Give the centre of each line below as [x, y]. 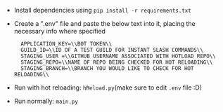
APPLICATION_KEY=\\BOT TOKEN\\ [66, 44]
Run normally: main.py [46, 101]
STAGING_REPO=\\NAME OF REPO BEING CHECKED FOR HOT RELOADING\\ [117, 62]
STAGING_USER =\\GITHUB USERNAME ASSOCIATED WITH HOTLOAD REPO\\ [118, 56]
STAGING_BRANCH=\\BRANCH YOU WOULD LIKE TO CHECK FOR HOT [107, 69]
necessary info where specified [59, 31]
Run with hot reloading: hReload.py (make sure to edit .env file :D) [108, 87]
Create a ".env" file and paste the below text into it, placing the [104, 23]
